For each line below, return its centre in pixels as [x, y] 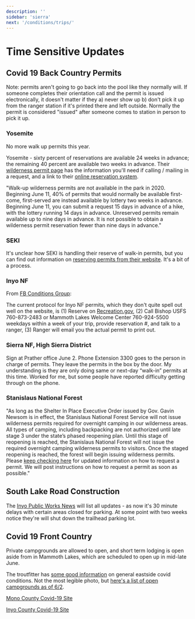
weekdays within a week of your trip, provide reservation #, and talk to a [93, 324]
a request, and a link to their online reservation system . [72, 176]
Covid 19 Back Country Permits [64, 73]
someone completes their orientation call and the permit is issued [85, 93]
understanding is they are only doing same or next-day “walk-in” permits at [97, 370]
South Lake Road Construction [63, 491]
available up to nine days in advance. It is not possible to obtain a [85, 219]
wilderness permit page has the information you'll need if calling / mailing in [97, 170]
